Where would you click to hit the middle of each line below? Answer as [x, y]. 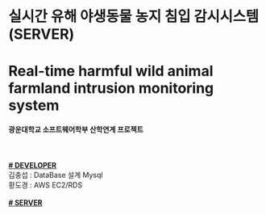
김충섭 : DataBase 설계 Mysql [56, 175]
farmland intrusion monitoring [111, 89]
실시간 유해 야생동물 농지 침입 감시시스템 [134, 17]
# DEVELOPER [33, 165]
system [34, 105]
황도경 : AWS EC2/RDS [46, 185]
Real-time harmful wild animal [111, 72]
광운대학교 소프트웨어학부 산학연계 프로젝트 [76, 129]
